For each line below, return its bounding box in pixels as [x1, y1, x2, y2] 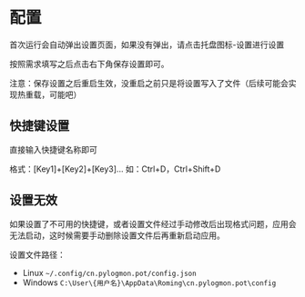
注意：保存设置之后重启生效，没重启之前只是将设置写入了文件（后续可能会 [9, 77, 289, 88]
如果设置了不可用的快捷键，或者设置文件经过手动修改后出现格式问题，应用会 [9, 218, 297, 229]
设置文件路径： [9, 249, 66, 260]
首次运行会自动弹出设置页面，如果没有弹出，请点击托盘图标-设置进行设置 [9, 39, 285, 50]
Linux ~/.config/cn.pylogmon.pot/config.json [22, 267, 198, 278]
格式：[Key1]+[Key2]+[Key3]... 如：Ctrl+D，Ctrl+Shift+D [9, 163, 221, 174]
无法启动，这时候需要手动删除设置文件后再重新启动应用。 [9, 230, 225, 241]
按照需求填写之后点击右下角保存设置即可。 [9, 58, 169, 69]
